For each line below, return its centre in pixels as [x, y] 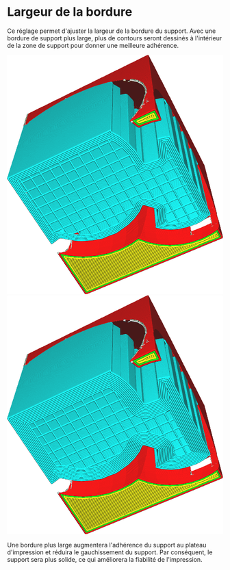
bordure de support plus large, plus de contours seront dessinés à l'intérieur [115, 38]
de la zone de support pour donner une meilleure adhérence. [93, 45]
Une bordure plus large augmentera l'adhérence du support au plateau [107, 545]
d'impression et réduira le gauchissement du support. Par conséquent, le [110, 552]
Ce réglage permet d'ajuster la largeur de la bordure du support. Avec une [112, 31]
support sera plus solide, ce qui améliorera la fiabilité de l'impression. [105, 560]
